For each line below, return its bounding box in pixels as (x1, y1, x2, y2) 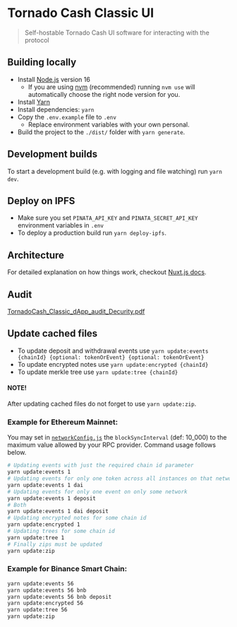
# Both (7, 501, 27, 508)
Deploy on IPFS (7, 194, 75, 206)
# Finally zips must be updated (7, 541, 102, 548)
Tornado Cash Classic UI (7, 5, 154, 21)
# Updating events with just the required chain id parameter (7, 462, 194, 469)
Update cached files (7, 327, 98, 340)
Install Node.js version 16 (17, 75, 90, 83)
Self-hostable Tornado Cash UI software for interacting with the (24, 28, 209, 37)
